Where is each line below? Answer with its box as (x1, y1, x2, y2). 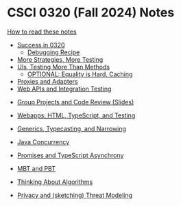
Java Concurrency (16, 137, 70, 146)
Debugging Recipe (27, 48, 80, 56)
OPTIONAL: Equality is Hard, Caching (27, 70, 133, 78)
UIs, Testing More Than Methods (16, 62, 110, 71)
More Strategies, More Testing (16, 55, 104, 63)
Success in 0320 (16, 41, 65, 49)
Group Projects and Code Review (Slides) (16, 98, 134, 106)
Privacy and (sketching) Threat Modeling (16, 191, 132, 199)
